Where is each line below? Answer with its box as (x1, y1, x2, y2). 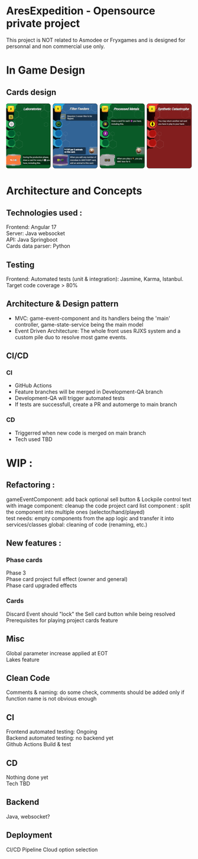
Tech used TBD (14, 435, 53, 443)
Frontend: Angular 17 (6, 224, 57, 231)
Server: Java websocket (6, 230, 65, 237)
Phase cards (6, 556, 43, 565)
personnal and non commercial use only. (6, 43, 105, 50)
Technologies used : (6, 208, 83, 218)
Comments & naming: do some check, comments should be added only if (6, 689, 185, 696)
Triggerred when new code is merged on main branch (14, 429, 147, 436)
